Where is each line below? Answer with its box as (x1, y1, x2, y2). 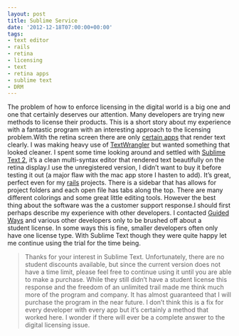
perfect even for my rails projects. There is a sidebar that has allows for (7, 179, 217, 187)
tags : (7, 30, 23, 38)
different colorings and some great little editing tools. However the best (7, 194, 216, 202)
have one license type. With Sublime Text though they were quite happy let (7, 231, 227, 240)
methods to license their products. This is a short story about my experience (7, 118, 231, 127)
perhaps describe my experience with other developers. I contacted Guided (7, 209, 230, 217)
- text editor (7, 37, 50, 44)
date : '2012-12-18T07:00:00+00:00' (7, 23, 113, 31)
